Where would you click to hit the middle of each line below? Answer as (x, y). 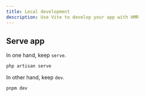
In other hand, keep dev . (36, 77)
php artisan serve (29, 66)
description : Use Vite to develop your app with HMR (72, 17)
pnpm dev (17, 88)
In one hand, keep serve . (36, 55)
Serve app (25, 41)
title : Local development (38, 12)
